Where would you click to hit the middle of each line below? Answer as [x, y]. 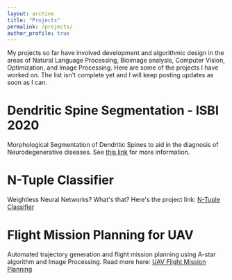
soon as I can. [27, 83]
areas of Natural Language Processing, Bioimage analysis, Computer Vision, [116, 61]
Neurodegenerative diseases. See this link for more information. [99, 152]
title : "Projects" [34, 20]
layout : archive [31, 14]
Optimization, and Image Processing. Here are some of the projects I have [113, 68]
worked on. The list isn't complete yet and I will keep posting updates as [110, 75]
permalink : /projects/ [40, 26]
